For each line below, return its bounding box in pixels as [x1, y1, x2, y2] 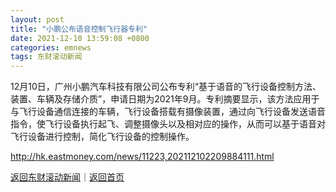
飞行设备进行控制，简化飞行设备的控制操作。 [10, 131, 195, 143]
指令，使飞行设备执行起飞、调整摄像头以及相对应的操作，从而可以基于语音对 [10, 118, 326, 130]
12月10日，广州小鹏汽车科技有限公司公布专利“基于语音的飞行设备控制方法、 [10, 81, 322, 93]
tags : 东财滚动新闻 [10, 52, 83, 62]
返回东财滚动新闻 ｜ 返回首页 [10, 171, 125, 183]
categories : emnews [10, 42, 92, 53]
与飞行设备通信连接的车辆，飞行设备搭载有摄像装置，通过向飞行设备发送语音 [10, 106, 326, 118]
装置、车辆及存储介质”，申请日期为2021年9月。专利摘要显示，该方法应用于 [10, 93, 320, 105]
